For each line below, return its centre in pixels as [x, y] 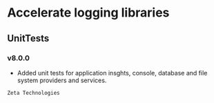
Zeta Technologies [33, 93]
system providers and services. [62, 80]
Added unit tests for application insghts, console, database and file [112, 73]
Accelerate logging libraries [88, 13]
